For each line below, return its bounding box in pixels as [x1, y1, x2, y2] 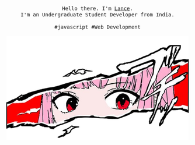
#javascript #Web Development [54, 24, 141, 30]
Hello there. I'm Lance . [62, 5, 133, 12]
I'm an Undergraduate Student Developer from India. [20, 12, 175, 18]
